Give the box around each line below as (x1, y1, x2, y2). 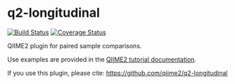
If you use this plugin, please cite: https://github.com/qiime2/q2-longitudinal (7, 69, 228, 77)
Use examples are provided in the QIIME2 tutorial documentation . (7, 55, 197, 64)
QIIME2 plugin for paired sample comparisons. (7, 41, 142, 50)
